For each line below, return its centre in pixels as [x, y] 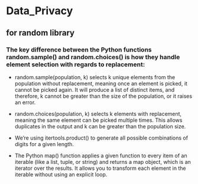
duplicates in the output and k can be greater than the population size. [100, 126]
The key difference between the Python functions [79, 50]
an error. [25, 102]
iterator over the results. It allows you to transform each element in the [100, 168]
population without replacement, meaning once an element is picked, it [101, 83]
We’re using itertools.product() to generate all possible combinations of [101, 138]
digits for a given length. [44, 144]
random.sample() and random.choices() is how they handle [93, 57]
